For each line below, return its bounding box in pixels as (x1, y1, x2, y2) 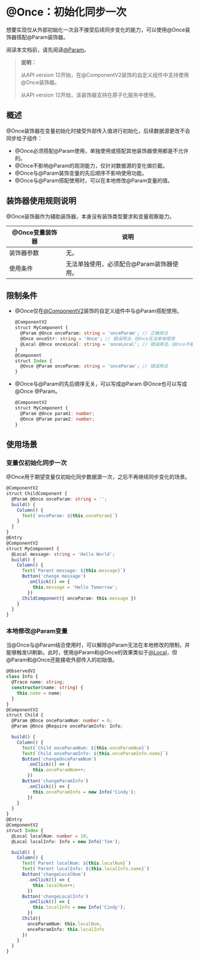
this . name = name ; (17, 690, 62, 696)
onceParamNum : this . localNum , (27, 921, 102, 927)
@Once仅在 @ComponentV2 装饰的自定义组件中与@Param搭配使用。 (14, 308, 182, 315)
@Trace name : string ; (11, 679, 65, 685)
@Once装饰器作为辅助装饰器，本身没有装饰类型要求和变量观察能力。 (6, 213, 175, 220)
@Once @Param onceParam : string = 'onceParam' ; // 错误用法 (20, 363, 168, 369)
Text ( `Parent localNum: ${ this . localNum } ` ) (21, 860, 131, 866)
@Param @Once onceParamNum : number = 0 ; (11, 718, 113, 724)
